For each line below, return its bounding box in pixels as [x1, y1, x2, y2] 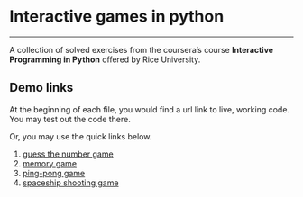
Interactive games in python [9, 6, 225, 27]
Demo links [9, 80, 74, 95]
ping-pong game [22, 167, 86, 178]
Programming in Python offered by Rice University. [9, 54, 201, 65]
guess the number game [22, 148, 115, 159]
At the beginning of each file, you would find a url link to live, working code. [9, 103, 290, 114]
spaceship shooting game [22, 177, 119, 188]
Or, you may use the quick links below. [9, 130, 152, 141]
